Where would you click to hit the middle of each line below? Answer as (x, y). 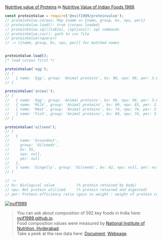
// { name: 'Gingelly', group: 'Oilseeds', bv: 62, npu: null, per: (77, 167)
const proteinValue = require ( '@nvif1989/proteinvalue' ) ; (64, 16)
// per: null (22, 158)
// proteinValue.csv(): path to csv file (47, 34)
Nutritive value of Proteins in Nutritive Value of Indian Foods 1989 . (70, 7)
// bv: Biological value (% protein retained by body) (71, 185)
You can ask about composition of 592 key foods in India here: (79, 213)
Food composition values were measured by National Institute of (81, 223)
